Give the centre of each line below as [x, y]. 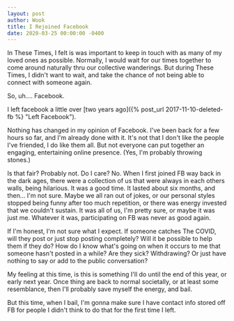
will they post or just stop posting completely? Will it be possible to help [110, 239]
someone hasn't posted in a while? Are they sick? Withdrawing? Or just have [117, 253]
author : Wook [26, 20]
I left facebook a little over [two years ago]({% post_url [86, 109]
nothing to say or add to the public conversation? [78, 261]
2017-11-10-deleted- [194, 109]
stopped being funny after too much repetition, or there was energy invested [117, 203]
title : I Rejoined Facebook [48, 26]
